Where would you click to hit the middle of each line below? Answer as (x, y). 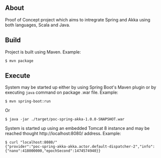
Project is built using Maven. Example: (43, 52)
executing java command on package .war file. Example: (62, 92)
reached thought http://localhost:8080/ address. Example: (63, 134)
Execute (18, 76)
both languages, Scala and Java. (38, 25)
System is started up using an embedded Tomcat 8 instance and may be (77, 128)
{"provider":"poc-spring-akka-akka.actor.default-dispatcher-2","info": (80, 147)
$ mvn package (19, 61)
